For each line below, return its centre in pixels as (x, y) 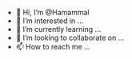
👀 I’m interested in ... (50, 21)
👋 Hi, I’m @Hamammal (52, 12)
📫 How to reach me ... (53, 47)
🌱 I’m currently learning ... (58, 29)
